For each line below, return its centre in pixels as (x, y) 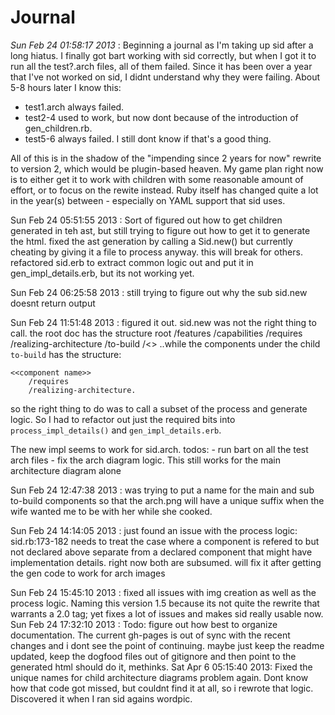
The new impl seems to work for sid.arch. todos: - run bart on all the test (159, 449)
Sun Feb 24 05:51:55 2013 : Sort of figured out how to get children (146, 220)
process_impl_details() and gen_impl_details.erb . (116, 430)
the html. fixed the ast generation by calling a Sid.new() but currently (151, 241)
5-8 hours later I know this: (66, 87)
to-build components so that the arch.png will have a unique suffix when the (167, 500)
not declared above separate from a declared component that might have (161, 552)
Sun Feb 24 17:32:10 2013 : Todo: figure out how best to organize (144, 624)
